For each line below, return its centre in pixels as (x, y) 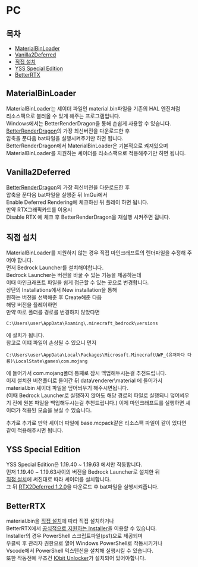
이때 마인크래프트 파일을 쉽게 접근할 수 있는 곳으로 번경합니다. (78, 282)
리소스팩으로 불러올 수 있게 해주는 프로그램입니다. (63, 116)
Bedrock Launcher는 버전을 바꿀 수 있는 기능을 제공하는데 (74, 275)
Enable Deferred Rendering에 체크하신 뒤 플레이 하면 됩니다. (77, 202)
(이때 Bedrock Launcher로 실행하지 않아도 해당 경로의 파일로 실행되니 (88, 395)
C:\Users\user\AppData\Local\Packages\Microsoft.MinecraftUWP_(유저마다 (96, 355)
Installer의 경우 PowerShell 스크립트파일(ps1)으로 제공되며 (74, 536)
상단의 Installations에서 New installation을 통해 (62, 290)
